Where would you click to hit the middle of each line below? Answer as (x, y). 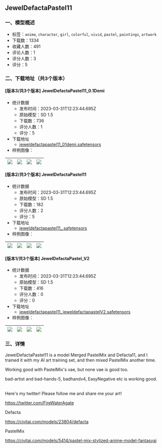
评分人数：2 (31, 211)
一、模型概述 (20, 23)
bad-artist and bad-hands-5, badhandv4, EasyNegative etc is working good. (81, 379)
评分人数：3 (24, 58)
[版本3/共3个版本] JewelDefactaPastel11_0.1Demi (55, 91)
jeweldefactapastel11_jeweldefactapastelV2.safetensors (75, 312)
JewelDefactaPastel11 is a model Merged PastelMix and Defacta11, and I (76, 355)
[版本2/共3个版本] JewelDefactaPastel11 (46, 175)
